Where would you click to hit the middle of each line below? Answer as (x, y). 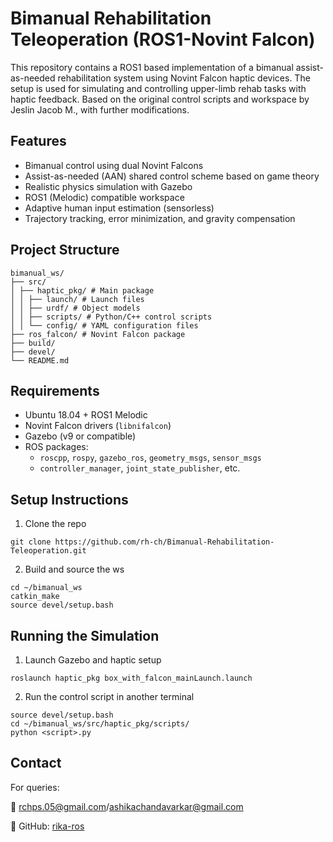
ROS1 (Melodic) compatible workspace (104, 197)
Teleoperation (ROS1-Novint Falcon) (163, 39)
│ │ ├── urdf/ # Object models (75, 308)
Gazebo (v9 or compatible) (80, 436)
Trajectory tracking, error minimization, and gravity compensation (160, 218)
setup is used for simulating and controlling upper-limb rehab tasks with (158, 88)
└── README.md (40, 360)
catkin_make (35, 597)
